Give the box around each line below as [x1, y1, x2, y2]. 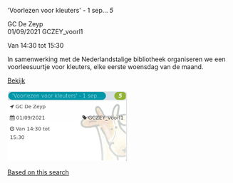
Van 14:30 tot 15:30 [7, 41, 64, 49]
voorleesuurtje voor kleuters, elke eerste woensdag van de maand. [7, 63, 204, 70]
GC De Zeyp [7, 20, 43, 28]
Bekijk [7, 76, 26, 85]
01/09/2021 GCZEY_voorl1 [7, 28, 83, 36]
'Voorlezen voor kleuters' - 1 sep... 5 [7, 6, 114, 14]
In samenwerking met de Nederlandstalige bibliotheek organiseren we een [7, 55, 226, 63]
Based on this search [7, 168, 70, 177]
